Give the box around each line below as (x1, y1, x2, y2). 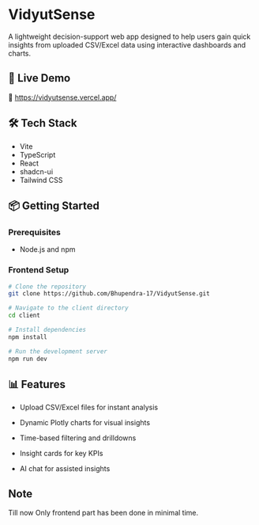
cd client (8, 311, 41, 320)
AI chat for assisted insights (19, 464, 111, 474)
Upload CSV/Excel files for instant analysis (19, 402, 159, 413)
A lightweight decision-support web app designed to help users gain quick (8, 32, 251, 41)
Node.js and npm (19, 245, 76, 254)
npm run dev (8, 355, 47, 363)
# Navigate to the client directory (8, 304, 129, 312)
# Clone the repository (8, 283, 87, 291)
